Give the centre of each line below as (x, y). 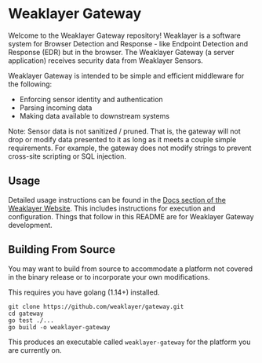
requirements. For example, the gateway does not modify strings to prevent (130, 148)
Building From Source (62, 249)
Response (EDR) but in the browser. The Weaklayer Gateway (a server (121, 52)
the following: (30, 84)
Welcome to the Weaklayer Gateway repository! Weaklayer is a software (124, 35)
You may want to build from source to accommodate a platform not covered (131, 269)
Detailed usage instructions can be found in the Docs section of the (117, 200)
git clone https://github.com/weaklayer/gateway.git (96, 306)
